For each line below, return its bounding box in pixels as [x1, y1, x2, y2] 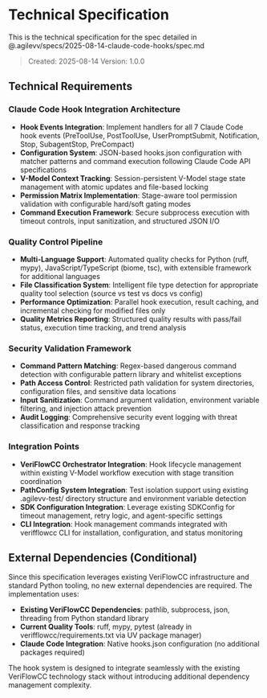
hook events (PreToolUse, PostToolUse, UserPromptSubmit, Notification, [19, 130, 260, 140]
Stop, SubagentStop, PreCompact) [19, 139, 135, 149]
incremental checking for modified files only [19, 306, 166, 315]
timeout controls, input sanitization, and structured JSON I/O [19, 216, 220, 226]
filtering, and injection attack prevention [19, 404, 152, 413]
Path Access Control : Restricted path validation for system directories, [19, 378, 255, 388]
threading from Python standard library [19, 614, 149, 623]
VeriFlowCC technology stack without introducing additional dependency [8, 671, 250, 681]
